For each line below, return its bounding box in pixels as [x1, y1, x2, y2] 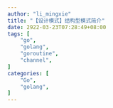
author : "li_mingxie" [7, 10, 72, 18]
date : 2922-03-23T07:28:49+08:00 [7, 23, 107, 31]
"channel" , [20, 57, 53, 64]
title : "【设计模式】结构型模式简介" [7, 17, 105, 24]
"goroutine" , [20, 50, 59, 58]
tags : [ [7, 30, 31, 38]
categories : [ [7, 70, 50, 77]
